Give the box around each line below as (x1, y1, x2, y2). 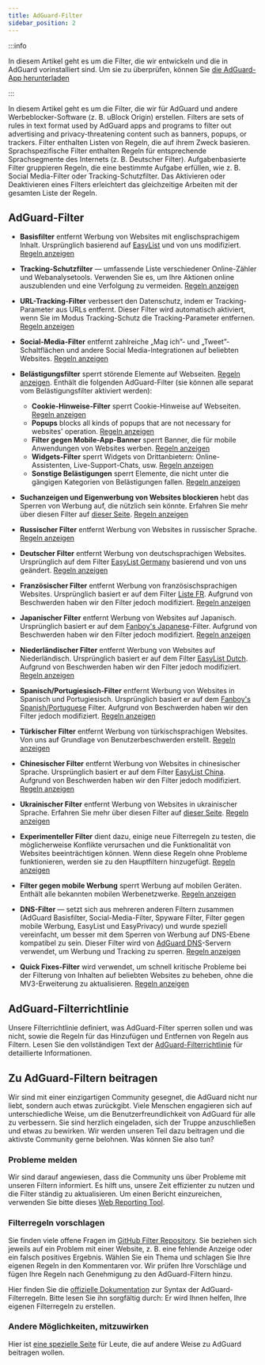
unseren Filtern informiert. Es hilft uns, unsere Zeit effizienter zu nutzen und (8, 1181, 256, 1191)
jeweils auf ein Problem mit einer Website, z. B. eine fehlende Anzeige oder (8, 1244, 253, 1253)
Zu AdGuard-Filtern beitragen (8, 1072, 158, 1085)
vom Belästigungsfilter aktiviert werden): (19, 386, 153, 396)
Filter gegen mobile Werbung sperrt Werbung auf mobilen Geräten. (19, 881, 242, 891)
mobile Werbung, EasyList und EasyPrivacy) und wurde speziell (19, 922, 228, 931)
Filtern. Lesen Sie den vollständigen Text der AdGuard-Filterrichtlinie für (8, 1040, 244, 1049)
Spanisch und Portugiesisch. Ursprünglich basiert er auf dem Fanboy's (19, 695, 252, 704)
